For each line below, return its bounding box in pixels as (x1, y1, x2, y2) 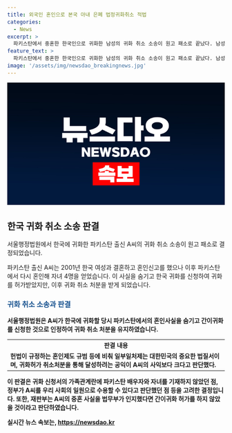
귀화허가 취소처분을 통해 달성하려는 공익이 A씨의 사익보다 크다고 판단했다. (19, 360, 216, 369)
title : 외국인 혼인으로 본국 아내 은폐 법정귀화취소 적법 (7, 11, 147, 18)
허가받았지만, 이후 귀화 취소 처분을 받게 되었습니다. (14, 281, 151, 289)
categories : (7, 18, 41, 26)
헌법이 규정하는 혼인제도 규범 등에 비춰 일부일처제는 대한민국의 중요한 (10, 352, 196, 360)
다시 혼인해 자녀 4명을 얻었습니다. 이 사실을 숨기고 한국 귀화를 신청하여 (19, 272, 210, 280)
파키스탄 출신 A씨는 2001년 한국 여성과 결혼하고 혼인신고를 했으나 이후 (7, 264, 197, 272)
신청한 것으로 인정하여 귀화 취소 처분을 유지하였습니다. (14, 325, 159, 333)
